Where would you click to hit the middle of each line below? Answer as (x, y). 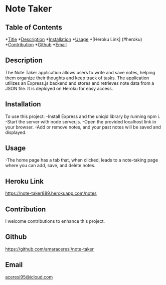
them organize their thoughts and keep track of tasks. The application (77, 78)
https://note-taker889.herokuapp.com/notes (51, 193)
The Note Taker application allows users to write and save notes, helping (80, 72)
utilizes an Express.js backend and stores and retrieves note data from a (80, 83)
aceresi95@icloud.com (29, 277)
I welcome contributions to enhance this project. (55, 221)
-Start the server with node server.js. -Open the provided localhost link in (81, 121)
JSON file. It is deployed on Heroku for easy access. (59, 88)
